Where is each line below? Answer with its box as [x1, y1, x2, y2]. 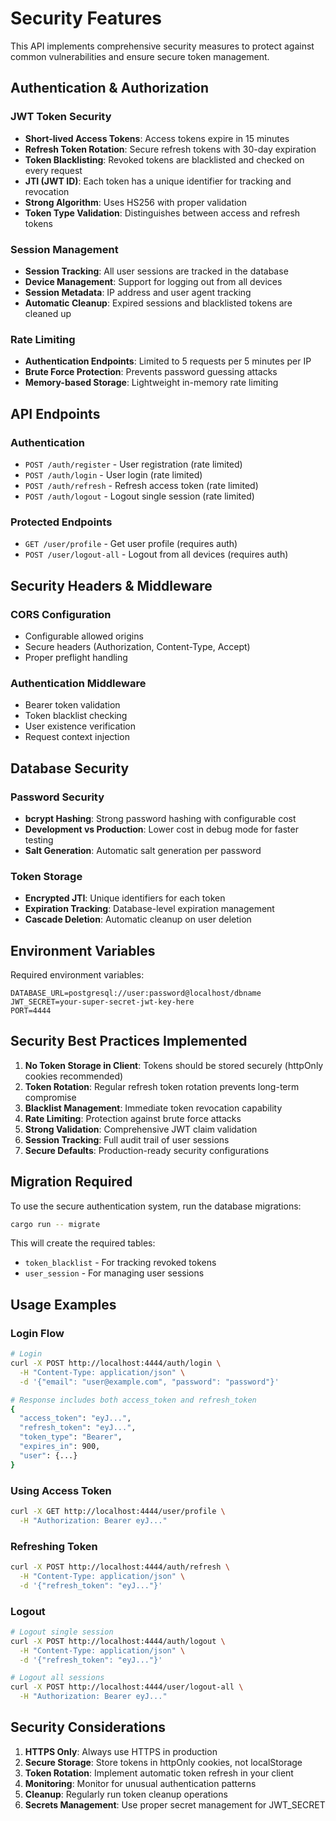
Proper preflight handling [24, 651, 128, 663]
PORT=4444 [10, 1005, 52, 1016]
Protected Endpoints [10, 515, 113, 529]
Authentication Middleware [10, 676, 147, 690]
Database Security [10, 760, 130, 777]
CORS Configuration [10, 607, 112, 621]
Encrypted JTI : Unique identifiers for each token [24, 892, 226, 904]
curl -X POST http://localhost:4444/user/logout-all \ [10, 1682, 244, 1692]
